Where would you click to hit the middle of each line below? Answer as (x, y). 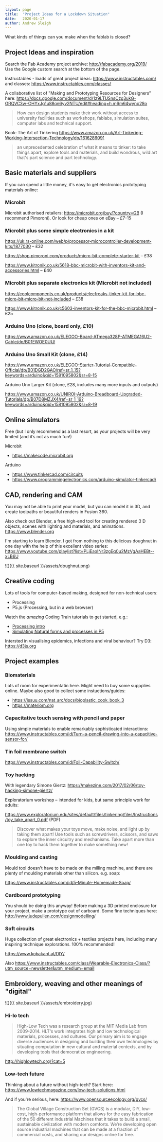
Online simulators (32, 419)
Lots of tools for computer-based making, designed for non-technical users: (81, 593)
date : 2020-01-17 (25, 18)
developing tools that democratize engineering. (64, 1052)
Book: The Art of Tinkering (32, 133)
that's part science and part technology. (57, 158)
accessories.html (22, 270)
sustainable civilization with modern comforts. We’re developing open (87, 1124)
